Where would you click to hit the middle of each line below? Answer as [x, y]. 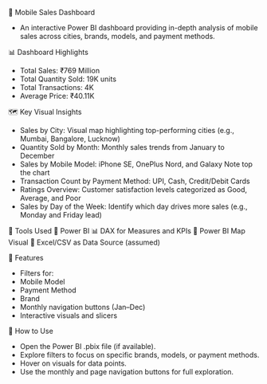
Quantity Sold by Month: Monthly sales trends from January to [122, 147]
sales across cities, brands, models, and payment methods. [117, 36]
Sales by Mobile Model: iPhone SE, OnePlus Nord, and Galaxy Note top [136, 164]
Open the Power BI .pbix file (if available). [88, 346]
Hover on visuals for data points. [73, 363]
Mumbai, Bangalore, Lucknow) [70, 139]
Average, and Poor [50, 198]
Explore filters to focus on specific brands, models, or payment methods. [139, 355]
